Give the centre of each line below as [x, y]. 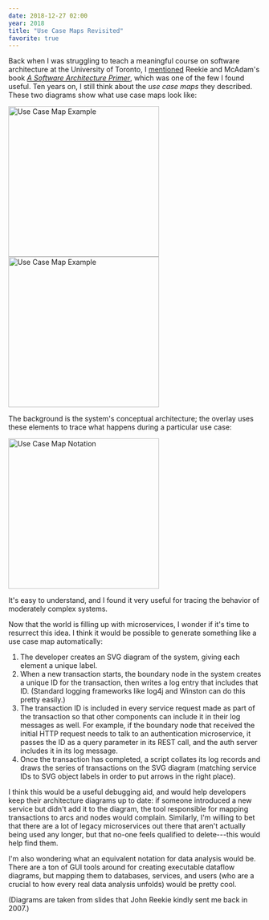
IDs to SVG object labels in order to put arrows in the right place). [128, 776]
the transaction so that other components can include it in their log [130, 717]
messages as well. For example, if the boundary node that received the [137, 725]
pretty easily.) [43, 700]
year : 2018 [26, 23]
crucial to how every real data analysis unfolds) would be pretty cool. [122, 885]
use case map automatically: [55, 641]
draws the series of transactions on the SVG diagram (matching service [138, 768]
